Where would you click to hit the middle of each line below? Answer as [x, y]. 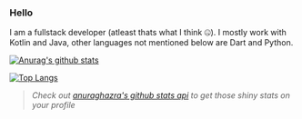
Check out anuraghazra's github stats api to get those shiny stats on [161, 95]
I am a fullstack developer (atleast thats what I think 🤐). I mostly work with [148, 33]
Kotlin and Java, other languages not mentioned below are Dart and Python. [151, 43]
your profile [53, 105]
